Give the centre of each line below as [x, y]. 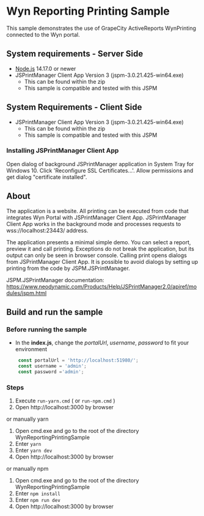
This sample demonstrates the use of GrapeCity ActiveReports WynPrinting [101, 28]
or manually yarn [27, 419]
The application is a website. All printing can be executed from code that [98, 211]
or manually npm [27, 469]
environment [31, 349]
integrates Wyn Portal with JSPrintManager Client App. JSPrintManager [97, 217]
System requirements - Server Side [75, 54]
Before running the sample [47, 329]
